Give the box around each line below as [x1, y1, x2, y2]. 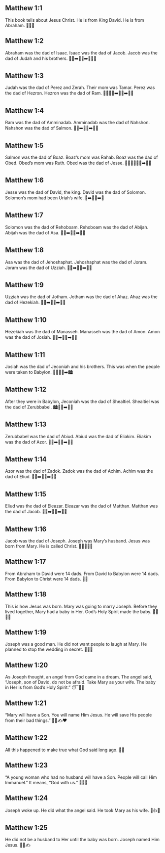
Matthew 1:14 [5, 455, 47, 463]
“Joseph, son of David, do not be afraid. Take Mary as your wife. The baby [5, 679, 156, 685]
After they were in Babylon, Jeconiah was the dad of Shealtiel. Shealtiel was [5, 398, 160, 404]
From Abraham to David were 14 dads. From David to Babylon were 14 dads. [5, 571, 159, 577]
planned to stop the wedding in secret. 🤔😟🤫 [5, 646, 93, 652]
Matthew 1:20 [5, 661, 48, 669]
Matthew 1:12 [5, 385, 47, 394]
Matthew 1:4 [5, 106, 44, 115]
